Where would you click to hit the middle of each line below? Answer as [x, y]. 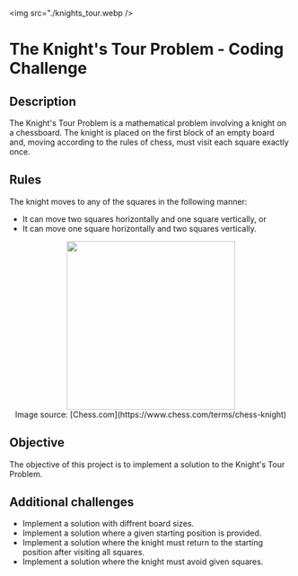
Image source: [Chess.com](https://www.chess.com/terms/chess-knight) [151, 414]
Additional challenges [72, 502]
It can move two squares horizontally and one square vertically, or [144, 218]
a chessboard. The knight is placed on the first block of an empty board [142, 133]
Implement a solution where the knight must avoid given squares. [143, 562]
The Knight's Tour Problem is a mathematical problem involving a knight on [148, 123]
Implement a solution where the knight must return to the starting [142, 543]
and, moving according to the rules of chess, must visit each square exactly [149, 142]
